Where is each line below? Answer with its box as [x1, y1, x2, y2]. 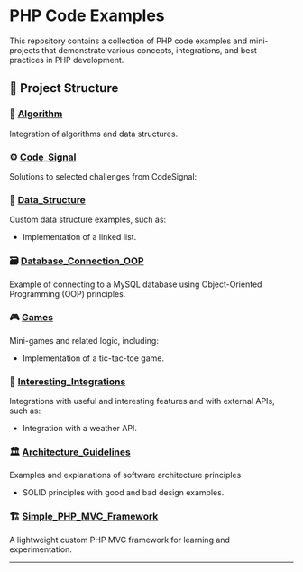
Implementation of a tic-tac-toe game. [22, 353, 165, 364]
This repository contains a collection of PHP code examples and [9, 35, 248, 46]
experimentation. [9, 543, 72, 555]
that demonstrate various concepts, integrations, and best [41, 44, 257, 55]
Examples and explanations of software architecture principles [9, 470, 242, 481]
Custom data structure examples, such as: [9, 214, 167, 226]
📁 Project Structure [9, 80, 119, 96]
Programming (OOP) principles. [9, 288, 126, 299]
